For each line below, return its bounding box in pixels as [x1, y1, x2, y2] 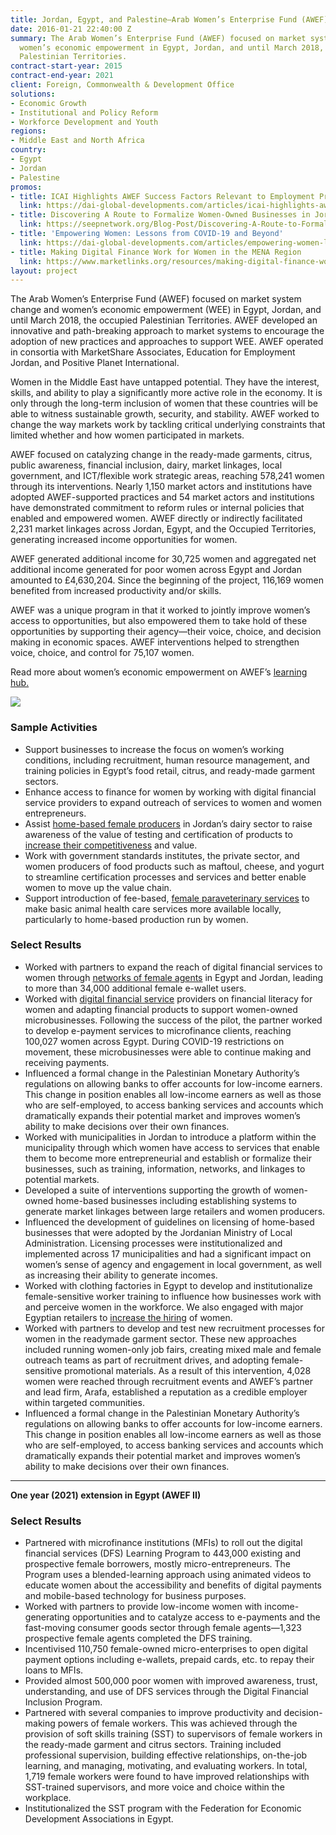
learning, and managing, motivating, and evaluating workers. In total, [24, 1760, 308, 1772]
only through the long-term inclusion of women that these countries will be [10, 397, 318, 410]
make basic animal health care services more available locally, [24, 902, 282, 915]
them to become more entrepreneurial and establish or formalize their [24, 1152, 312, 1164]
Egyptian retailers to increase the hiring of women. [24, 1311, 233, 1323]
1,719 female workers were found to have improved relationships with [24, 1771, 310, 1783]
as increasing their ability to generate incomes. [24, 1269, 218, 1281]
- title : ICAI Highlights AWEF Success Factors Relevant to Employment [10, 191, 315, 201]
